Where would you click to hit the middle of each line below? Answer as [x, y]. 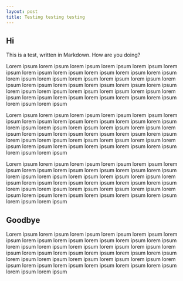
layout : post [22, 11]
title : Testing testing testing [45, 17]
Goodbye [23, 220]
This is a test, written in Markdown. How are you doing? [73, 55]
